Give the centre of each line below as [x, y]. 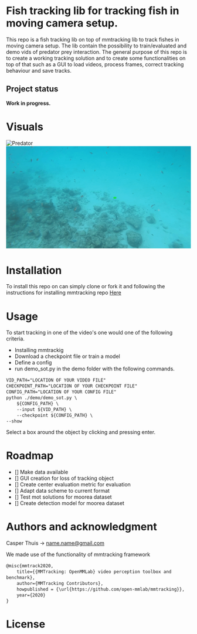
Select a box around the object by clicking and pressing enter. [81, 432]
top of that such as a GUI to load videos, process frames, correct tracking [95, 64]
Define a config [33, 363]
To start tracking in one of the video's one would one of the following [89, 333]
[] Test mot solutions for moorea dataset [63, 497]
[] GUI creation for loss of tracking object [64, 478]
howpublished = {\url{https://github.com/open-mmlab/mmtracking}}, [101, 589]
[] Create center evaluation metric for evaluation [72, 485]
